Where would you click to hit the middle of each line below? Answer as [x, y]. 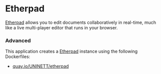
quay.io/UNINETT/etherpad [41, 66]
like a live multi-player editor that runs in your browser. [61, 27]
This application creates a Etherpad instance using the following [71, 51]
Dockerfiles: [18, 57]
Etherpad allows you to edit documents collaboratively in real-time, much [81, 22]
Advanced [18, 40]
